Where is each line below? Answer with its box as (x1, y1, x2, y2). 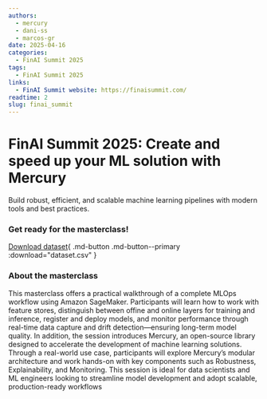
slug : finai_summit (8, 101, 73, 109)
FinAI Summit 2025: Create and (8, 135, 221, 153)
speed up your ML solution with (8, 152, 222, 170)
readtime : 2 (8, 93, 48, 101)
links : (8, 78, 30, 86)
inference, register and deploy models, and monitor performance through (8, 314, 249, 323)
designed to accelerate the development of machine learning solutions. (8, 339, 242, 349)
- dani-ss (15, 26, 48, 34)
